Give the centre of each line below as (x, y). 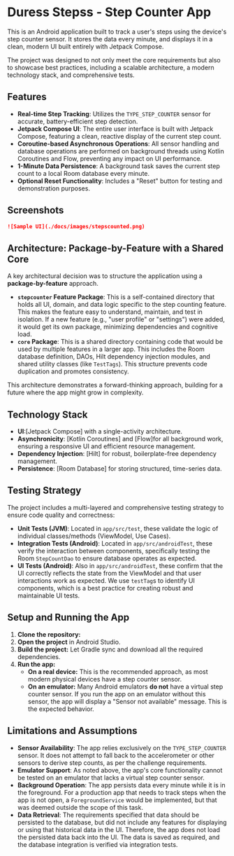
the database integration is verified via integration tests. (97, 844)
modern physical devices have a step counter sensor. (105, 679)
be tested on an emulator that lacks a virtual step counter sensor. (111, 778)
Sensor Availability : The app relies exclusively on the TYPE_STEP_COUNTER (122, 747)
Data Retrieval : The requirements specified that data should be (108, 815)
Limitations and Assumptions (72, 731)
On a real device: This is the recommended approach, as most (118, 671)
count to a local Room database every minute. (83, 173)
